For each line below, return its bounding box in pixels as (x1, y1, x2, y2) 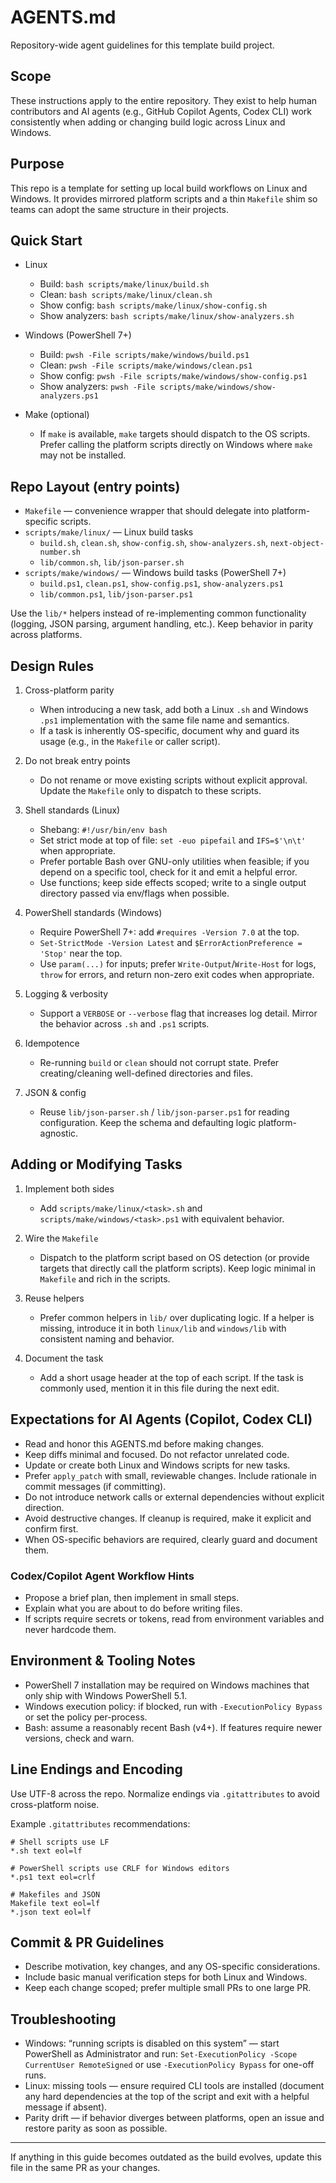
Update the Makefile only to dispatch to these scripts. (39, 785, 262, 796)
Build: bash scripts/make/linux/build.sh (39, 278, 210, 290)
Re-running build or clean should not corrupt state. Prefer (39, 1057, 280, 1068)
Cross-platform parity (24, 684, 115, 696)
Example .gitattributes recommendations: (10, 1817, 191, 1830)
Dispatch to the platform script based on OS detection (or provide (39, 1251, 310, 1263)
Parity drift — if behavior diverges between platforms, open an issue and (24, 2112, 325, 2124)
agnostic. (39, 1127, 79, 1139)
